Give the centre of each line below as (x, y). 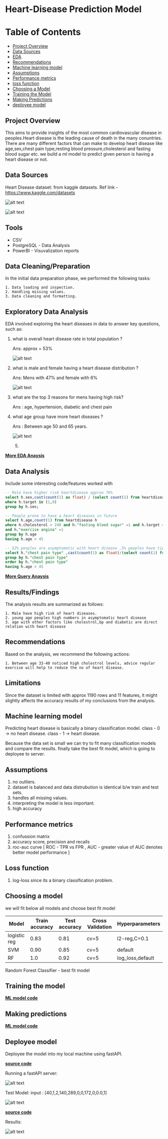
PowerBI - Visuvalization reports (45, 250)
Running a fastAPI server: (31, 1073)
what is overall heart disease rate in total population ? (67, 339)
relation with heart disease (35, 626)
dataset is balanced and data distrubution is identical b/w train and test (85, 787)
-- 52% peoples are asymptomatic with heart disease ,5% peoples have (80, 548)
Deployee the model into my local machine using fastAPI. (64, 1054)
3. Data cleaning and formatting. (41, 296)
